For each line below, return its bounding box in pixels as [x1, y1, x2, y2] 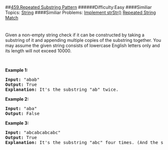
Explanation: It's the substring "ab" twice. [5, 87, 119, 92]
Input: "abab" [5, 77, 40, 82]
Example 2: [5, 96, 29, 102]
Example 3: [5, 120, 29, 126]
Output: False [5, 111, 40, 116]
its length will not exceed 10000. [5, 48, 71, 54]
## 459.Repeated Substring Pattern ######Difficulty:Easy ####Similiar [5, 4, 152, 10]
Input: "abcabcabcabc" [5, 130, 61, 135]
